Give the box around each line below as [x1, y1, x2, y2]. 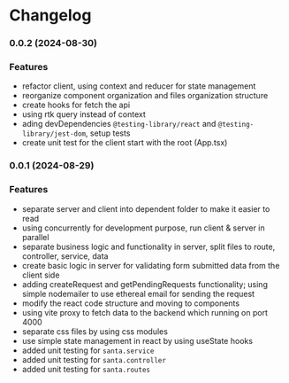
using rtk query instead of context [21, 109, 146, 120]
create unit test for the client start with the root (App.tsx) [21, 137, 228, 148]
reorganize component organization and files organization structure [21, 90, 269, 101]
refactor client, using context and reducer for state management [21, 81, 256, 91]
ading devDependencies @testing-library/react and [21, 119, 217, 129]
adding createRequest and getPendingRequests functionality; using [21, 278, 268, 289]
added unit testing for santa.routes [21, 363, 150, 374]
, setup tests [85, 128, 131, 138]
